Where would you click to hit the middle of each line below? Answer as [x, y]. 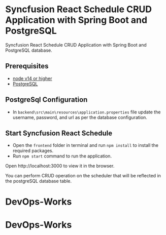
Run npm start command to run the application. [62, 156]
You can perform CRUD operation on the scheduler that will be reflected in [83, 176]
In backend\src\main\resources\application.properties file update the [87, 112]
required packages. [33, 151]
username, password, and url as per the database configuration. [80, 117]
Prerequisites [27, 66]
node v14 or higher [32, 78]
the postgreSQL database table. [39, 181]
